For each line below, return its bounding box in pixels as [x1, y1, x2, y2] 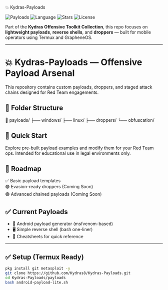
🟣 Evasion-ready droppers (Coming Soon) [5, 184, 93, 190]
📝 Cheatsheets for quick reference [12, 234, 83, 240]
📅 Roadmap [5, 164, 41, 173]
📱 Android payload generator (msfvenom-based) [12, 221, 113, 227]
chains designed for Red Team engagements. [5, 89, 99, 95]
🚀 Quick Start [5, 132, 47, 140]
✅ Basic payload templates [5, 178, 61, 184]
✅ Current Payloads [5, 207, 68, 216]
